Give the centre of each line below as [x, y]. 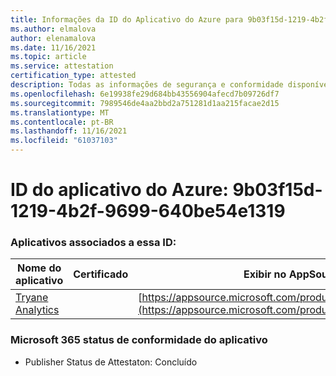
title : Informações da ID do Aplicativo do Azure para [127, 19]
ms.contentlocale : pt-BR [62, 122]
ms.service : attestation [62, 66]
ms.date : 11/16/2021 [53, 47]
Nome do [39, 268]
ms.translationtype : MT [60, 112]
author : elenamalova [53, 38]
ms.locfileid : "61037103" [64, 141]
